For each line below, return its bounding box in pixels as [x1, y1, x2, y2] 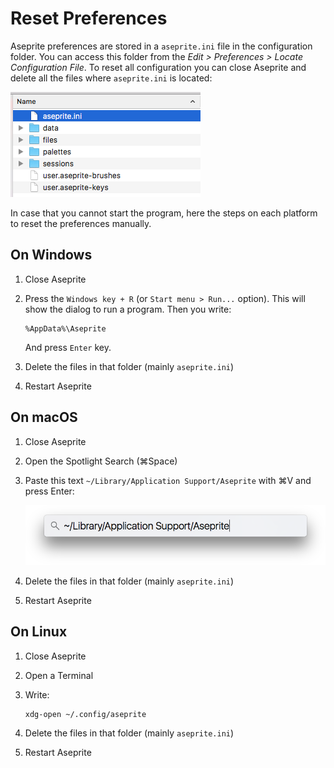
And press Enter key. [24, 341, 112, 353]
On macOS [10, 409, 78, 426]
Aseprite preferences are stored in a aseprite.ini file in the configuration [10, 40, 313, 52]
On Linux [10, 623, 68, 641]
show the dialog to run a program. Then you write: [24, 303, 232, 315]
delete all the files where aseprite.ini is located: [10, 72, 213, 84]
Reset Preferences [10, 7, 168, 30]
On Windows [10, 247, 93, 264]
